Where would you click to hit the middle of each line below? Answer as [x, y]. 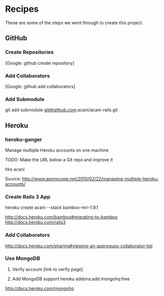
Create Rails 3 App [28, 197]
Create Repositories [30, 52]
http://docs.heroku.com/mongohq [39, 288]
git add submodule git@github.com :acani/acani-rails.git [62, 110]
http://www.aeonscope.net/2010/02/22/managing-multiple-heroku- [90, 179]
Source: [13, 179]
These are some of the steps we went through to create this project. [74, 23]
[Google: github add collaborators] [40, 86]
